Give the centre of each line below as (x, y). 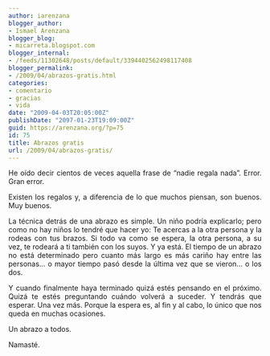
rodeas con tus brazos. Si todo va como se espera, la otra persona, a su (135, 239)
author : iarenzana (39, 16)
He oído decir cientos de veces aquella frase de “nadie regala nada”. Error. (135, 173)
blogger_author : (35, 23)
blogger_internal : (39, 53)
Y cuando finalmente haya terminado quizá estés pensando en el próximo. (135, 288)
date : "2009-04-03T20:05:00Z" (59, 113)
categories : (28, 83)
